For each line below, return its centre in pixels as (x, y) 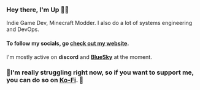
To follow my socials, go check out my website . (68, 43)
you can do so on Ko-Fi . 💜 (45, 80)
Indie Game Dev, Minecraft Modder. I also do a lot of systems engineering (99, 23)
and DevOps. (23, 29)
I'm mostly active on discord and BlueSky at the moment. (79, 57)
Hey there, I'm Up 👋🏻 (38, 10)
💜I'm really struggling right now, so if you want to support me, (100, 72)
